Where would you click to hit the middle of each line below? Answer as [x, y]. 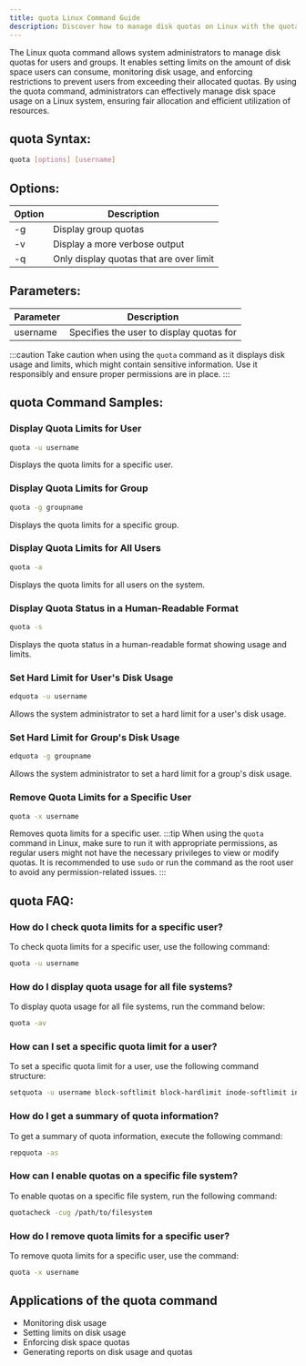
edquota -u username [49, 697]
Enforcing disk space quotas [76, 1342]
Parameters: [45, 291]
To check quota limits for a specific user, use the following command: [140, 947]
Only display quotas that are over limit [134, 259]
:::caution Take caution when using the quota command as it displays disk [147, 354]
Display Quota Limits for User [76, 429]
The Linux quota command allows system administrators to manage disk [145, 52]
